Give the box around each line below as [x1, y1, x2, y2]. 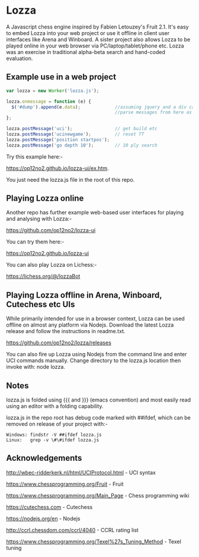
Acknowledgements [6, 453, 82, 463]
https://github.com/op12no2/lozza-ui [6, 227, 96, 234]
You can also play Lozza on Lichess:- [6, 261, 97, 268]
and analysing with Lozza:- [6, 215, 72, 223]
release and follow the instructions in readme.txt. [6, 328, 126, 335]
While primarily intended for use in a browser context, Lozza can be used [6, 315, 185, 322]
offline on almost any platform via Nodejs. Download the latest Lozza [6, 321, 174, 328]
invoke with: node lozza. [6, 363, 65, 371]
